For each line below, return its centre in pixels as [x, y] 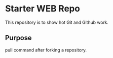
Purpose [19, 38]
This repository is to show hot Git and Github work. [57, 22]
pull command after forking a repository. [46, 50]
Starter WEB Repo [43, 9]
